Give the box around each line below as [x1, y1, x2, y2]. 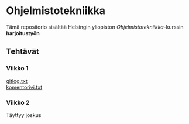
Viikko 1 [6, 64, 29, 73]
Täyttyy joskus [6, 111, 42, 118]
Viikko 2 [6, 98, 30, 106]
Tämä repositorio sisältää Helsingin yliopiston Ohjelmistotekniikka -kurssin [6, 23, 184, 30]
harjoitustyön [6, 29, 40, 36]
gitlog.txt [6, 77, 28, 84]
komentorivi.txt [6, 84, 43, 91]
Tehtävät [6, 47, 39, 57]
